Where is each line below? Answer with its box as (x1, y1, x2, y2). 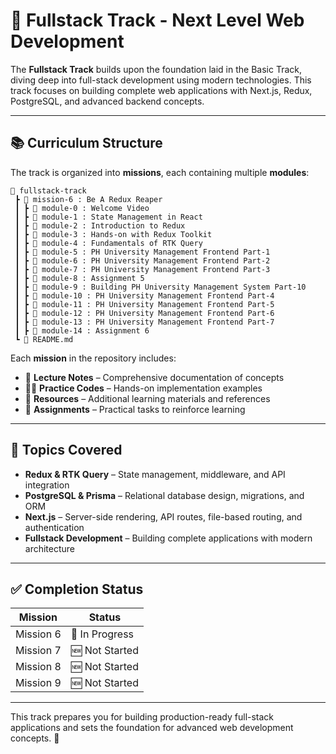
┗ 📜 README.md (14, 334, 74, 344)
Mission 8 (15, 660, 62, 674)
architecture (24, 542, 76, 554)
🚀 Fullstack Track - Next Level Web (10, 9, 305, 32)
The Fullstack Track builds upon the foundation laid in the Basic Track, (10, 63, 303, 75)
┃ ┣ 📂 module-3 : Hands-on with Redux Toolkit (14, 229, 213, 239)
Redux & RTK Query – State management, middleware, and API (24, 468, 286, 480)
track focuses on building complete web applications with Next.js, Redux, (10, 84, 313, 96)
